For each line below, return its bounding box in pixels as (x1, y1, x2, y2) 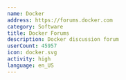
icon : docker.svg (7, 49, 57, 56)
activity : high (7, 56, 51, 63)
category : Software (7, 23, 64, 30)
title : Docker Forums (7, 29, 70, 37)
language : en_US (7, 62, 54, 69)
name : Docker (7, 10, 45, 17)
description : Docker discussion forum (7, 36, 119, 43)
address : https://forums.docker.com (7, 17, 113, 24)
